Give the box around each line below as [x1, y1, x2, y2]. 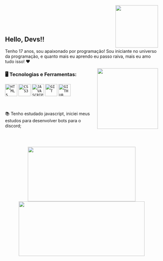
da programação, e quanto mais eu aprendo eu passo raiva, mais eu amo [5, 53, 151, 59]
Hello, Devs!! [5, 35, 45, 44]
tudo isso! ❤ [5, 58, 31, 64]
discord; [5, 123, 22, 129]
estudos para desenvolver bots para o [5, 118, 81, 124]
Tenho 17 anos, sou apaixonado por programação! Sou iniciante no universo [5, 48, 157, 54]
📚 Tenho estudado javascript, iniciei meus [5, 111, 90, 117]
